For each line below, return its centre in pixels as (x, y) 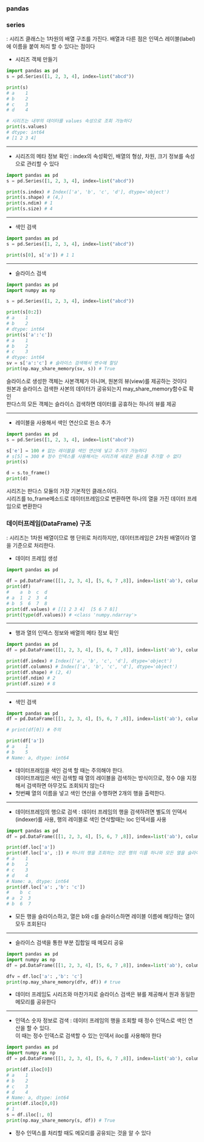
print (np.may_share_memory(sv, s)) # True (61, 369)
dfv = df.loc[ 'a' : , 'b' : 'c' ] (45, 976)
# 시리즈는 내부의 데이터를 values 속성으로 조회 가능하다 (69, 121)
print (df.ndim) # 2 (31, 678)
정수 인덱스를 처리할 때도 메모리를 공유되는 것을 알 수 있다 (83, 1133)
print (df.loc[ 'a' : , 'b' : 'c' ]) (46, 887)
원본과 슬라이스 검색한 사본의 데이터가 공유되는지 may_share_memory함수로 (97, 389)
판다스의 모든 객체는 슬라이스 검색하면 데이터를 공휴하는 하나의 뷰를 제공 (91, 404)
